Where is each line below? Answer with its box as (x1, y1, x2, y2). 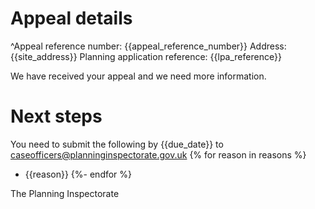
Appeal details (10, 7, 133, 30)
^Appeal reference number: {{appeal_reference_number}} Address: (10, 40, 287, 52)
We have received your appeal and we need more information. (10, 70, 267, 82)
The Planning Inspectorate (10, 187, 120, 199)
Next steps (10, 105, 103, 128)
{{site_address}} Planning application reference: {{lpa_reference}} (10, 50, 282, 62)
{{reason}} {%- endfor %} (24, 168, 133, 180)
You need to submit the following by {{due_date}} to (10, 138, 224, 150)
